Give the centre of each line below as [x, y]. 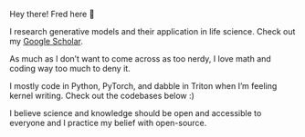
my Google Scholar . [47, 41]
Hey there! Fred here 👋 [52, 14]
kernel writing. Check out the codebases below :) [102, 96]
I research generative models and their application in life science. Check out [152, 31]
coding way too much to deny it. [70, 68]
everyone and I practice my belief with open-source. [108, 123]
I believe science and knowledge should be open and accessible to [136, 113]
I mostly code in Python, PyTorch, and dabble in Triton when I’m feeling [143, 86]
